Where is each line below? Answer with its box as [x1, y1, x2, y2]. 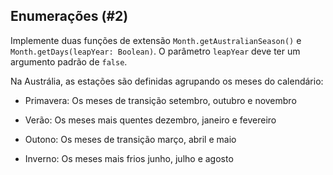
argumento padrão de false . [10, 55, 128, 68]
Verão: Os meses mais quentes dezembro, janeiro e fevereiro [24, 114, 277, 126]
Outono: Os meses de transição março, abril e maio [24, 133, 237, 145]
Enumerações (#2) [10, 8, 129, 25]
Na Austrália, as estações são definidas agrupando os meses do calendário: [10, 75, 324, 87]
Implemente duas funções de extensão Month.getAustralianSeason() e [10, 34, 302, 46]
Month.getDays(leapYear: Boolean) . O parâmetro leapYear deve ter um [10, 45, 301, 57]
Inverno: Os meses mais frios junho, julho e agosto [24, 152, 234, 164]
